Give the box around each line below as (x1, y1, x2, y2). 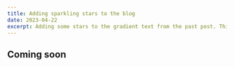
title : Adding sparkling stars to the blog (7, 10, 136, 17)
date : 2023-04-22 (7, 17, 58, 23)
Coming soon (7, 48, 67, 60)
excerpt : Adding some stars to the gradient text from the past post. (7, 23, 217, 30)
